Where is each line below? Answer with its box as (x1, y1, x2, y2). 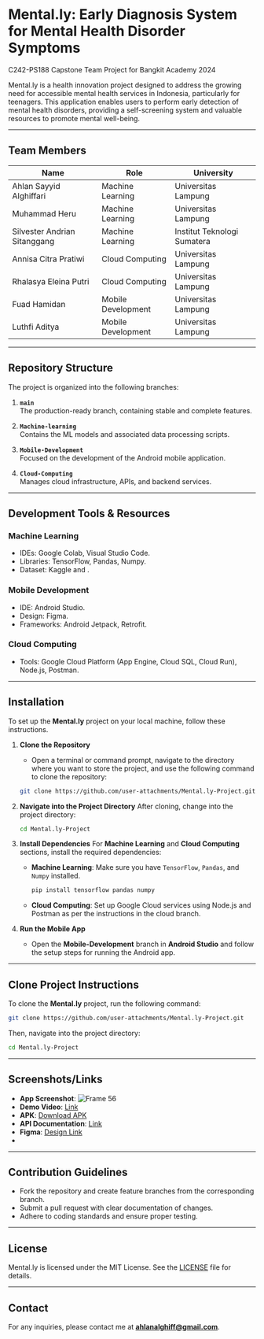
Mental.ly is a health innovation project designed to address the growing (8, 80, 242, 90)
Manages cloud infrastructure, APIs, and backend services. (19, 476, 212, 486)
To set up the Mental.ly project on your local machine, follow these (8, 716, 225, 726)
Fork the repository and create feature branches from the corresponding (19, 1186, 255, 1196)
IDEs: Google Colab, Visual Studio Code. (19, 549, 151, 558)
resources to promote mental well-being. (8, 113, 140, 123)
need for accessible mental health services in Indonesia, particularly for (8, 88, 240, 98)
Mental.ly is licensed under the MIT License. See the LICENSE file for (8, 1263, 232, 1272)
